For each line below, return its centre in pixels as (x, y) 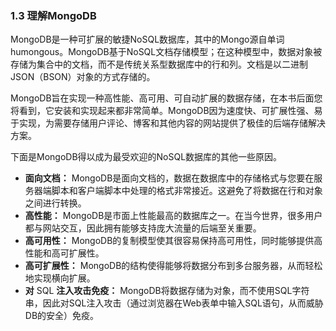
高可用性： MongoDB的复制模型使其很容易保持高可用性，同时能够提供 (169, 241)
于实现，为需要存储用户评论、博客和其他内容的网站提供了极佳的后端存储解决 (168, 123)
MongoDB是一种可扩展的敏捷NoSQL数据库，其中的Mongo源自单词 (147, 39)
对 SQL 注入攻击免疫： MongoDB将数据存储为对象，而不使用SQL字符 (167, 291)
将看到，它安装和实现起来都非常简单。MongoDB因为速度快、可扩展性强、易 (166, 111)
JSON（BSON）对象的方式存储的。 (83, 77)
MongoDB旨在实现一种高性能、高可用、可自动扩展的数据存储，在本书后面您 (166, 98)
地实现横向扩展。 (60, 278)
